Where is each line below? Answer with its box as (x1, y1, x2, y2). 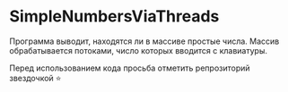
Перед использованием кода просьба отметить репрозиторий (9, 63, 250, 73)
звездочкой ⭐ (9, 72, 62, 83)
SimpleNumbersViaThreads (9, 6, 220, 27)
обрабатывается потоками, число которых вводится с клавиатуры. (9, 45, 267, 55)
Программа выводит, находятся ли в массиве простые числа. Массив (9, 36, 280, 46)
